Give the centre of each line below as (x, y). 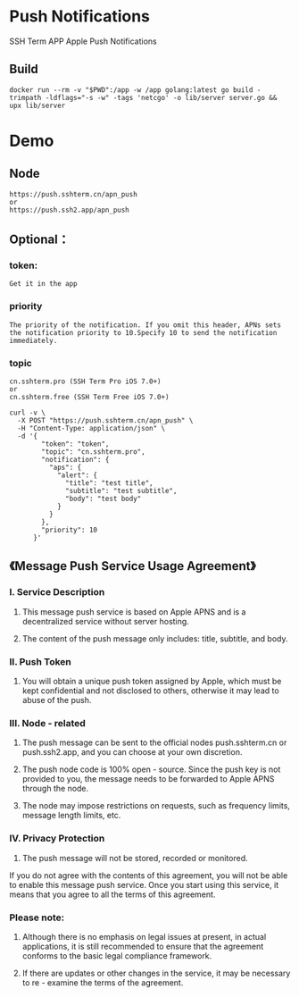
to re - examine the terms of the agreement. (103, 982)
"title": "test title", (109, 483)
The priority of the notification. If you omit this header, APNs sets (145, 325)
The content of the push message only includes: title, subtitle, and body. (155, 638)
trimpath (25, 97)
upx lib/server (37, 105)
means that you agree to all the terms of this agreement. (112, 894)
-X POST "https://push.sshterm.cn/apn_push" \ (105, 421)
